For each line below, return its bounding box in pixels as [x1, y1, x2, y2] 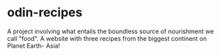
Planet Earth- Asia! [7, 41, 61, 50]
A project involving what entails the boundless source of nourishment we [7, 27, 214, 35]
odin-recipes [7, 5, 83, 20]
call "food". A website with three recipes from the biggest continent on [7, 34, 207, 42]
